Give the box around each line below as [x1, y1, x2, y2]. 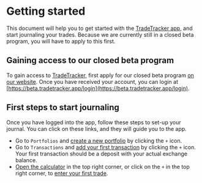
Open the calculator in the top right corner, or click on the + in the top [15, 163, 190, 170]
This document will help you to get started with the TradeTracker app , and [6, 24, 193, 32]
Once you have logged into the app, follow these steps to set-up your [6, 118, 182, 126]
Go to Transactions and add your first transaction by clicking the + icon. [15, 143, 196, 151]
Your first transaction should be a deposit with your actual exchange [15, 150, 188, 157]
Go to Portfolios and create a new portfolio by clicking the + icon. [15, 136, 182, 144]
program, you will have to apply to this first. [6, 37, 116, 45]
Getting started [6, 4, 86, 18]
